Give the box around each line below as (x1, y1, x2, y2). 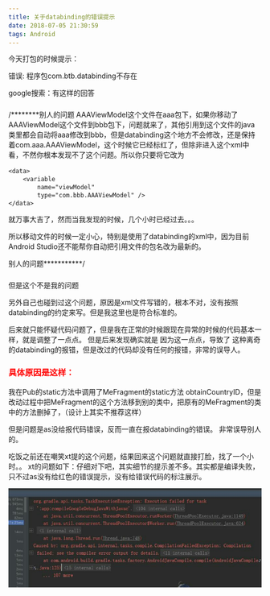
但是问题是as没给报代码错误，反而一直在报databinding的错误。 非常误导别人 (8, 424, 262, 434)
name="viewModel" (37, 184, 95, 192)
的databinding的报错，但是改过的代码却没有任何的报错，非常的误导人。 (8, 345, 245, 354)
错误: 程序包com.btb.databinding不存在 (8, 71, 138, 81)
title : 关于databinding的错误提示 (8, 13, 116, 21)
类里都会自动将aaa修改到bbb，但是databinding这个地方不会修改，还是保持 (8, 130, 256, 140)
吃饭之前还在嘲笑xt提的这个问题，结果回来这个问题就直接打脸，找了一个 (8, 451, 247, 461)
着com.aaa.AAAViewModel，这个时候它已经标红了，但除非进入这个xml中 (8, 140, 250, 150)
